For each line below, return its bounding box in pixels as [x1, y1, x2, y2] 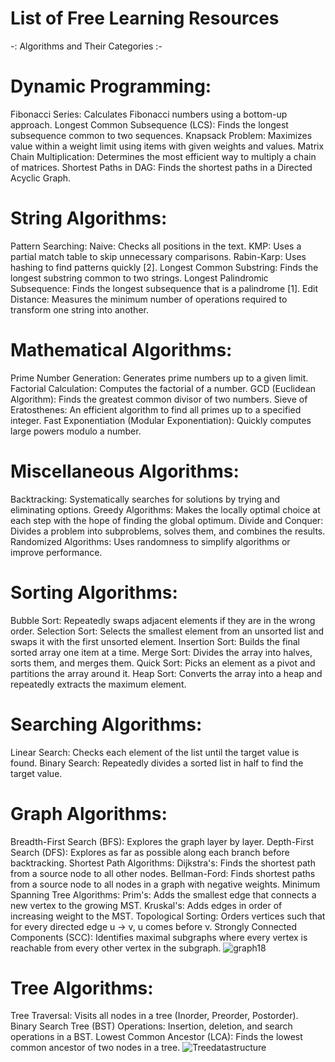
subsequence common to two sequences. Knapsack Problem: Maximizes [10, 129, 313, 141]
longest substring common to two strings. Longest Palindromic [10, 272, 269, 284]
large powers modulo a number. [10, 425, 142, 437]
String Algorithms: [10, 207, 168, 230]
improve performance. [10, 546, 103, 558]
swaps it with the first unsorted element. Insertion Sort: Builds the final [10, 635, 301, 647]
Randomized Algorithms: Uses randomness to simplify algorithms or [10, 535, 291, 547]
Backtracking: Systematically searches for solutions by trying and [10, 493, 280, 505]
